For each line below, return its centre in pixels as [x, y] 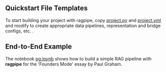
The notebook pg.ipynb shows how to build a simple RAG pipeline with [78, 58]
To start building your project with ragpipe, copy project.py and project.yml [83, 20]
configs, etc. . [19, 31]
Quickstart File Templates [47, 8]
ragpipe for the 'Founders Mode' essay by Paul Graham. [64, 64]
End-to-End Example [39, 47]
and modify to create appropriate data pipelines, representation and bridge [83, 25]
